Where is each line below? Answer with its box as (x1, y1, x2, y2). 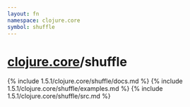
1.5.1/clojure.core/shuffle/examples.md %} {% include (7, 84, 164, 93)
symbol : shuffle (7, 23, 55, 30)
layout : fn (7, 10, 40, 18)
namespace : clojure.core (7, 17, 81, 24)
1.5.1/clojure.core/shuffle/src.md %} (7, 92, 111, 101)
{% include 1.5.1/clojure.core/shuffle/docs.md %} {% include (7, 77, 183, 85)
